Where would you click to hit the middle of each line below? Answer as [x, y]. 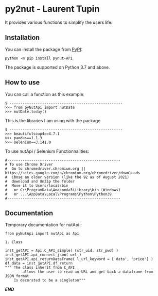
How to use [22, 83]
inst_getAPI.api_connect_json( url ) [43, 255]
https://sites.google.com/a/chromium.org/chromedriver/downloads [72, 173]
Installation [22, 38]
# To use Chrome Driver [29, 164]
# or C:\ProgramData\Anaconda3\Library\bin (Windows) [63, 190]
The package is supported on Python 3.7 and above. [58, 67]
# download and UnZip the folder [40, 181]
